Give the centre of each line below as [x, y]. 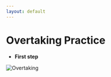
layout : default [26, 11]
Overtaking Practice [56, 40]
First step [26, 57]
